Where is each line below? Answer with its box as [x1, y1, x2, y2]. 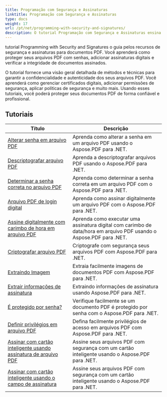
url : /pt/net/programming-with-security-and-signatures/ [5, 26, 126, 31]
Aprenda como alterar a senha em [72, 133, 152, 140]
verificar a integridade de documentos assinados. [5, 60, 107, 66]
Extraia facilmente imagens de [72, 262, 143, 269]
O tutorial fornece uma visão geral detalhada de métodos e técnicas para [5, 70, 155, 75]
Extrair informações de [7, 283, 61, 290]
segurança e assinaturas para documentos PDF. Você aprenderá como [5, 49, 151, 55]
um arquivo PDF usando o [72, 140, 133, 147]
